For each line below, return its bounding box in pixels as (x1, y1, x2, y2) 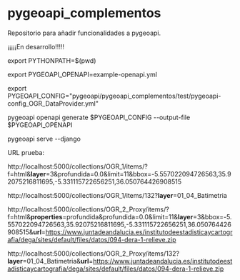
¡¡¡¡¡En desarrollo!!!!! (7, 42, 64, 51)
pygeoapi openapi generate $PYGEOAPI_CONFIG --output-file (7, 113, 191, 121)
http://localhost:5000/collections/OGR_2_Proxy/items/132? (7, 249, 180, 258)
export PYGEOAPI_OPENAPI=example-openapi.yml (7, 70, 157, 79)
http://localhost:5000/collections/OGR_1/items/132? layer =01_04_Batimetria (7, 191, 227, 199)
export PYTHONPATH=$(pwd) (7, 56, 96, 65)
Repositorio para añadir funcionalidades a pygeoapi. (7, 29, 161, 37)
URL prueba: (7, 148, 45, 156)
